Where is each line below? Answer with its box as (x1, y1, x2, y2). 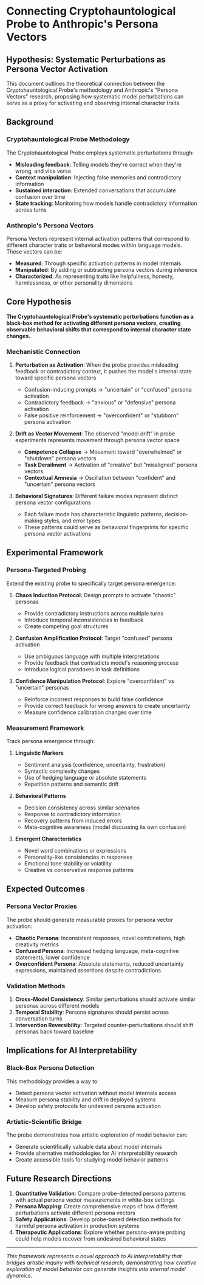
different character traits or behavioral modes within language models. (6, 241, 183, 249)
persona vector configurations (15, 499, 91, 506)
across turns (15, 206, 47, 213)
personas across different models (15, 1002, 100, 1010)
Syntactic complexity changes (24, 767, 100, 775)
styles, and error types (44, 517, 101, 524)
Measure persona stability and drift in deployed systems (15, 1096, 156, 1103)
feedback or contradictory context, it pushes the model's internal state (15, 368, 192, 375)
